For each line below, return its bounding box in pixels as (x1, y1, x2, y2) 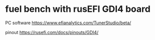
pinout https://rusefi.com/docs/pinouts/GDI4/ (5, 29, 98, 35)
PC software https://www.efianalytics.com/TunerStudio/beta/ (5, 20, 131, 26)
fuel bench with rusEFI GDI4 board (5, 3, 151, 15)
